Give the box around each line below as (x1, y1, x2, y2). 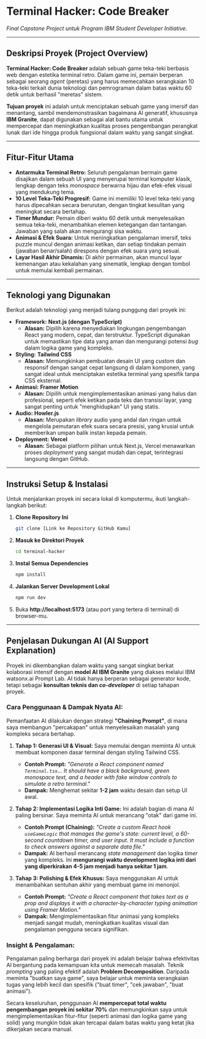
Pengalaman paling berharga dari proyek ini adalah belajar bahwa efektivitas (6, 955, 199, 962)
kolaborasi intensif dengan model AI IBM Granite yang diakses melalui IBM (6, 668, 195, 675)
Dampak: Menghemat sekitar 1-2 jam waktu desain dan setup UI (24, 786, 188, 794)
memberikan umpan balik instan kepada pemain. (24, 429, 147, 437)
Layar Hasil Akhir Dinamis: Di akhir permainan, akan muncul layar (15, 253, 183, 261)
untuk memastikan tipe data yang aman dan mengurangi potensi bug (24, 338, 198, 345)
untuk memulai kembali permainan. (15, 266, 104, 274)
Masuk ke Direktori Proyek (15, 536, 84, 544)
